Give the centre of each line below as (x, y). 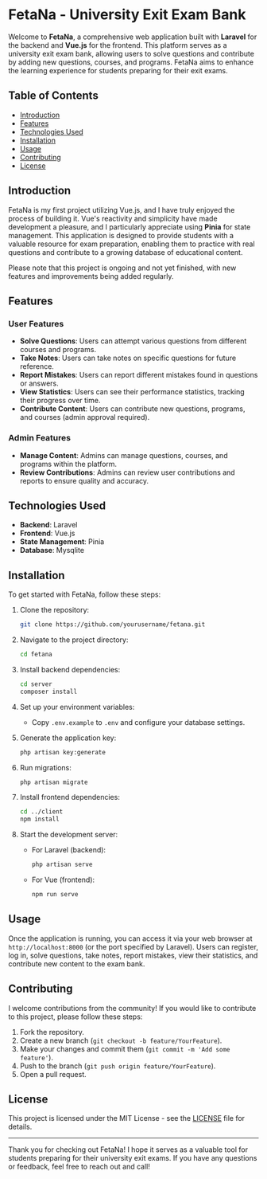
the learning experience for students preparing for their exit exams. (118, 70)
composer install (48, 691)
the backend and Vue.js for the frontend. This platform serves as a (118, 45)
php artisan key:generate (62, 752)
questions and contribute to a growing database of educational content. (126, 252)
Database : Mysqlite (52, 550)
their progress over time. (60, 401)
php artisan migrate (54, 782)
